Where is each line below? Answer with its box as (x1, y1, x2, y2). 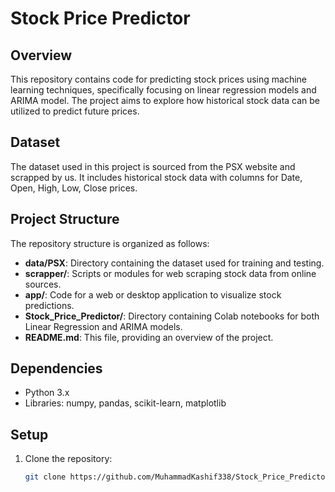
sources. (24, 278, 62, 290)
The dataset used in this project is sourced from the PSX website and (10, 160, 296, 172)
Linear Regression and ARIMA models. (24, 320, 183, 332)
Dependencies (10, 360, 103, 377)
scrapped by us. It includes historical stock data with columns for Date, (10, 171, 303, 183)
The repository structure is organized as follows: (10, 237, 210, 249)
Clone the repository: (24, 453, 113, 465)
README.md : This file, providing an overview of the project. (24, 331, 274, 343)
